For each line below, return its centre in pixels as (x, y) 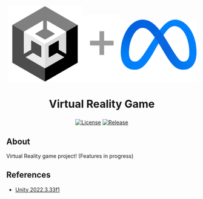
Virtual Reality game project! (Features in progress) (70, 156)
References (28, 175)
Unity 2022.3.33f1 (37, 189)
